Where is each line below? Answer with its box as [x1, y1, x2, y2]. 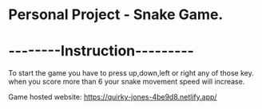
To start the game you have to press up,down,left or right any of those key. [8, 68, 254, 78]
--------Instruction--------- [8, 42, 194, 60]
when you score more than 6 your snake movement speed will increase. [8, 77, 245, 87]
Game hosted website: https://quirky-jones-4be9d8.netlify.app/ [8, 92, 217, 102]
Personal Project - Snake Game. [8, 6, 224, 24]
